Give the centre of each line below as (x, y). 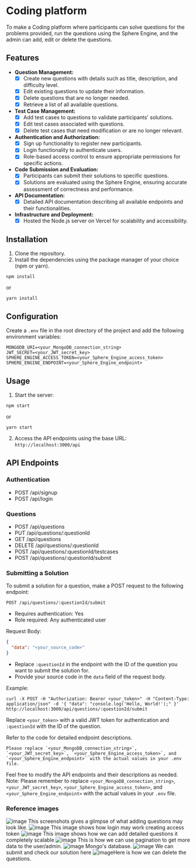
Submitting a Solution (37, 573)
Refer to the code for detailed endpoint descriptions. (69, 737)
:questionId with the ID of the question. (54, 726)
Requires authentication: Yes (49, 614)
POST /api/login (34, 499)
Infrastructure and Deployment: (54, 214)
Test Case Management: (45, 111)
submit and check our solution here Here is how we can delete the (96, 853)
